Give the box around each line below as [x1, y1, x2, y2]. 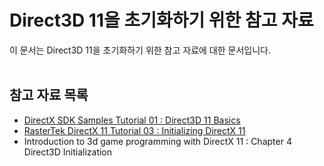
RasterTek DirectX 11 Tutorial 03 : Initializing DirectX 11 [23, 124, 246, 136]
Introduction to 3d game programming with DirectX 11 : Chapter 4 [23, 135, 292, 147]
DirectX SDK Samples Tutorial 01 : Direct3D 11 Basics [23, 114, 241, 126]
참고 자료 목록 [9, 87, 89, 104]
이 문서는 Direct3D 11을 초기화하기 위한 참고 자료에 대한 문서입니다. [9, 44, 272, 56]
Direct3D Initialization [23, 146, 113, 158]
